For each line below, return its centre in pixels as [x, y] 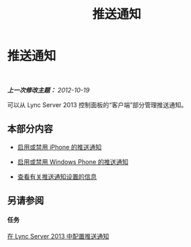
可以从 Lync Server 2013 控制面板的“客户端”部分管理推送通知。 [97, 104]
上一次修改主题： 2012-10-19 [49, 90]
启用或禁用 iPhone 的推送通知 [59, 147]
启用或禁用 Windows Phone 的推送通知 [73, 161]
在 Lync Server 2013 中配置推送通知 [58, 237]
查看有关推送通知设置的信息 [57, 176]
